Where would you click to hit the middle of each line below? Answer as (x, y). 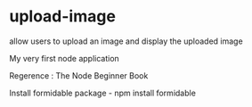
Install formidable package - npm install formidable (102, 93)
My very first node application (65, 58)
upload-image (62, 16)
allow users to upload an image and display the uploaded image (126, 41)
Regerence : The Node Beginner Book (79, 75)
